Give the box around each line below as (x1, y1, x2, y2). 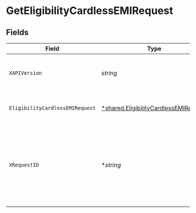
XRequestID (9, 162, 39, 168)
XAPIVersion (9, 70, 43, 76)
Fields (6, 27, 29, 37)
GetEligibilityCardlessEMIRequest (6, 4, 173, 18)
